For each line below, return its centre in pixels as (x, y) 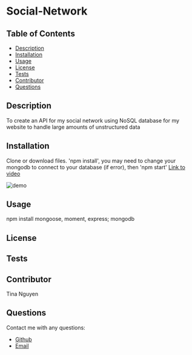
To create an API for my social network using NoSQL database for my (93, 120)
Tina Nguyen (22, 294)
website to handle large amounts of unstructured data (73, 127)
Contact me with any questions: (46, 327)
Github (23, 339)
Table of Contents (41, 34)
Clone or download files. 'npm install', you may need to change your (91, 161)
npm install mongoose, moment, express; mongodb (71, 219)
